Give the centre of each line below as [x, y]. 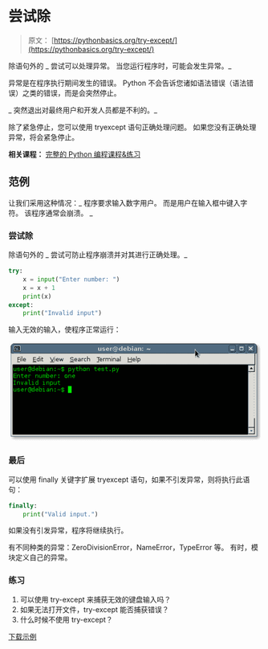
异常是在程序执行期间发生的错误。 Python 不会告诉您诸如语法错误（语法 [128, 83]
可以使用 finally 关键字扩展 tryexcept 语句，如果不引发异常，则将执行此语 [129, 480]
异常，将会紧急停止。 [43, 137]
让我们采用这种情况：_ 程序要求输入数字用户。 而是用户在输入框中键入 [124, 202]
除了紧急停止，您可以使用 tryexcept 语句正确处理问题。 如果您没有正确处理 [132, 127]
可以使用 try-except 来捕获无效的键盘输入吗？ [95, 599]
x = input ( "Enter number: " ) [71, 279]
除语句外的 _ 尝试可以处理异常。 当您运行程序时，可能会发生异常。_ [120, 66]
